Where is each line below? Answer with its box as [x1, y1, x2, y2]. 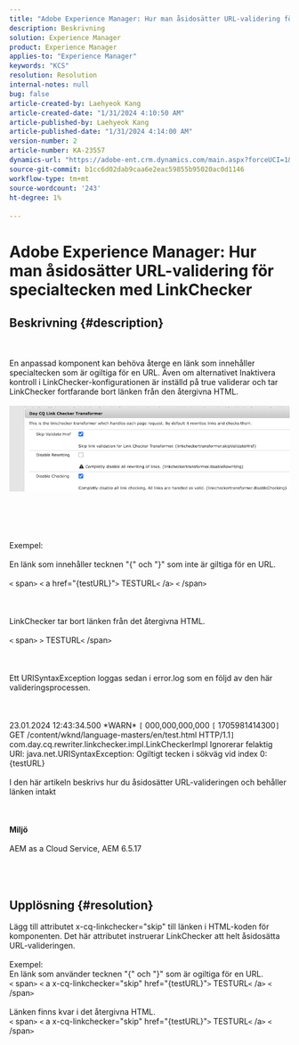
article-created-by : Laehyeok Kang [9, 99, 141, 108]
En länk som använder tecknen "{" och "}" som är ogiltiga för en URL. [9, 968, 264, 979]
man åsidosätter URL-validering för [9, 261, 274, 281]
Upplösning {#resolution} [9, 897, 154, 913]
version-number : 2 [9, 136, 77, 146]
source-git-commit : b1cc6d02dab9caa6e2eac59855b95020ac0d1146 [9, 165, 245, 174]
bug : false [9, 89, 50, 98]
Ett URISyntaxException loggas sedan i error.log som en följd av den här [9, 673, 273, 684]
